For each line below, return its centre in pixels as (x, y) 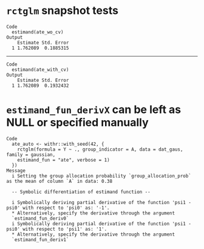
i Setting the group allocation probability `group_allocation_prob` (101, 176)
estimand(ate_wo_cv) (38, 32)
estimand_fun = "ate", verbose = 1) (64, 160)
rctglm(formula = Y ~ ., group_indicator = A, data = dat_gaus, (100, 149)
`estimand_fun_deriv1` (40, 240)
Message (16, 171)
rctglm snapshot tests (62, 11)
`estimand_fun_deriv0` (40, 218)
